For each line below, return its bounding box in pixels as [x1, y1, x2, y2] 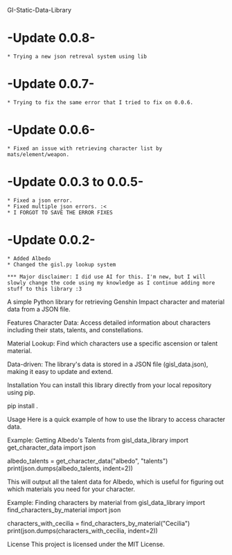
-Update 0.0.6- [7, 122, 96, 138]
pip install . [7, 402, 38, 410]
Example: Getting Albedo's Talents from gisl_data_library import [7, 436, 188, 444]
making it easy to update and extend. [7, 367, 113, 375]
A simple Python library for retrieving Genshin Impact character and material [7, 298, 225, 306]
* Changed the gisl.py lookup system [7, 261, 116, 268]
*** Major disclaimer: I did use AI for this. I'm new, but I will [7, 273, 206, 280]
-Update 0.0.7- [7, 76, 95, 92]
